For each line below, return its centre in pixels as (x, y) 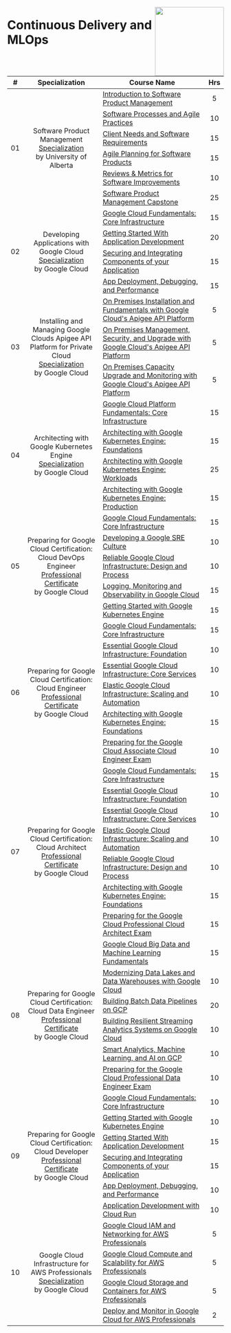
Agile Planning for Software (147, 154)
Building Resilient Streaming (148, 1021)
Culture (115, 546)
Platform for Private (61, 347)
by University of (61, 157)
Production (121, 506)
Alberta (61, 165)
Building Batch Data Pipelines (150, 1001)
